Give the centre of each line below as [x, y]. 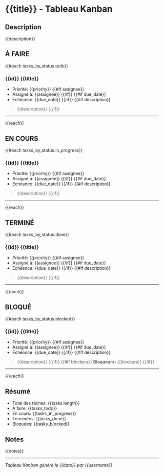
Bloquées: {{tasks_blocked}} [41, 424]
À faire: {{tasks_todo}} [34, 408]
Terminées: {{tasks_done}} [39, 419]
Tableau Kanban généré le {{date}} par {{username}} [59, 465]
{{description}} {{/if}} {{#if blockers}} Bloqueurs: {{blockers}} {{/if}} [86, 362]
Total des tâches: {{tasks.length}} [46, 403]
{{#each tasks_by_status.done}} [37, 235]
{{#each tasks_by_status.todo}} [37, 66]
